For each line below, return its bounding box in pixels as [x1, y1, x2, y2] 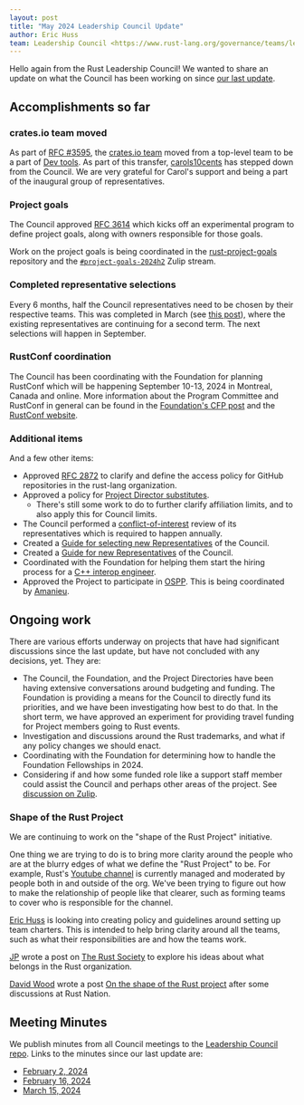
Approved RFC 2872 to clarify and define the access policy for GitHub [22, 470, 284, 481]
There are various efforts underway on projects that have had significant [9, 636, 280, 647]
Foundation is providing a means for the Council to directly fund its [22, 692, 271, 703]
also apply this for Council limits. [35, 509, 157, 520]
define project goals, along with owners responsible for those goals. [9, 228, 263, 240]
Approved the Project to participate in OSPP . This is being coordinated [22, 576, 285, 587]
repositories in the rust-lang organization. [22, 480, 177, 491]
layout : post [9, 13, 59, 23]
